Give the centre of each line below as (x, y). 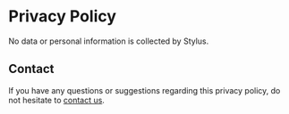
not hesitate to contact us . (56, 100)
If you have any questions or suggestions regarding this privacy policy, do (144, 90)
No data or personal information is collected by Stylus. (109, 41)
